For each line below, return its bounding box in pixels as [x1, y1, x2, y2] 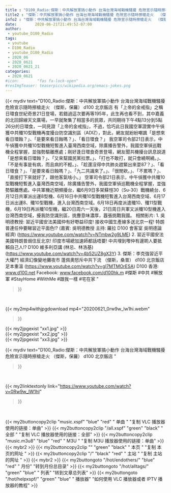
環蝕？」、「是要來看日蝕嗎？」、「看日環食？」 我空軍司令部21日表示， [14, 136, 159, 142]
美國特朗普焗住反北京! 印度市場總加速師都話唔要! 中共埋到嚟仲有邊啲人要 [5, 238, 158, 244]
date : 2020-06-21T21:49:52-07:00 [5, 21, 93, 27]
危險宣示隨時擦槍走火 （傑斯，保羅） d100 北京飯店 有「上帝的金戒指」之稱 [5, 104, 163, 110]
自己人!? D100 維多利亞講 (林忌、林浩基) [9, 244, 94, 250]
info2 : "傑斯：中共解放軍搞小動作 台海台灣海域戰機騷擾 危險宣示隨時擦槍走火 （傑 [5, 17, 164, 22]
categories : [5, 69, 31, 74]
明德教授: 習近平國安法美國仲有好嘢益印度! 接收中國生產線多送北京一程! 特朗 [5, 218, 164, 224]
